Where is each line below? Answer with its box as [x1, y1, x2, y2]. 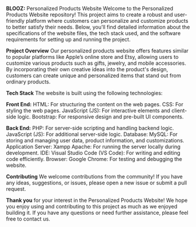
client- [171, 107, 187, 114]
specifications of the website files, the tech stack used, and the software [6, 30, 181, 37]
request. [6, 186, 26, 192]
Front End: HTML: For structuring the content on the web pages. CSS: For [6, 101, 184, 107]
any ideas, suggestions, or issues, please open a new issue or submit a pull [6, 179, 187, 186]
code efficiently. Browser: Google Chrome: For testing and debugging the [6, 156, 183, 162]
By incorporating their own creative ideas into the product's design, [6, 66, 168, 72]
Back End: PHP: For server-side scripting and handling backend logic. [6, 125, 174, 131]
